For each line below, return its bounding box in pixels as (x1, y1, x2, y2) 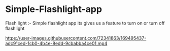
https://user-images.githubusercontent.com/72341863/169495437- (5, 35, 147, 41)
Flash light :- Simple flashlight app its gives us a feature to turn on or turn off (5, 20, 165, 26)
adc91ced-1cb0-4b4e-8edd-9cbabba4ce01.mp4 (5, 40, 108, 46)
